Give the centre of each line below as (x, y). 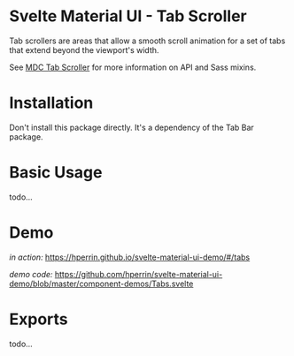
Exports (39, 319)
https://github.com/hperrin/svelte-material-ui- (139, 274)
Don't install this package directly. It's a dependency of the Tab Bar (132, 127)
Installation (51, 103)
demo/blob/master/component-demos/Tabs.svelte (101, 284)
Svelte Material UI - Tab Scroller (128, 16)
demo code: (31, 274)
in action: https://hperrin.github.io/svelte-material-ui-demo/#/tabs (130, 257)
